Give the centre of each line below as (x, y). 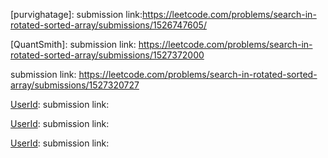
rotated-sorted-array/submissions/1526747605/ (108, 25)
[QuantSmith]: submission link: (73, 44)
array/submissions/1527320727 (75, 85)
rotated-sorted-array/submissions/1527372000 (107, 55)
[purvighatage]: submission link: (76, 14)
